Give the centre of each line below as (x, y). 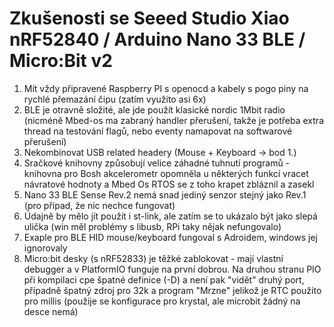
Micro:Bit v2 (61, 61)
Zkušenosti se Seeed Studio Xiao (149, 18)
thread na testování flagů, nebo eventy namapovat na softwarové (158, 131)
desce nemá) (51, 311)
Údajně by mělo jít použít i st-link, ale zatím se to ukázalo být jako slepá (170, 216)
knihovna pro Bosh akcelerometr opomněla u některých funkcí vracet (166, 173)
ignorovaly (45, 248)
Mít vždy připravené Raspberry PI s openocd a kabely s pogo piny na (166, 88)
